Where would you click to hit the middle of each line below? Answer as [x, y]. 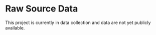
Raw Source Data [42, 9]
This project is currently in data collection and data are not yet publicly [78, 22]
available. [15, 27]
